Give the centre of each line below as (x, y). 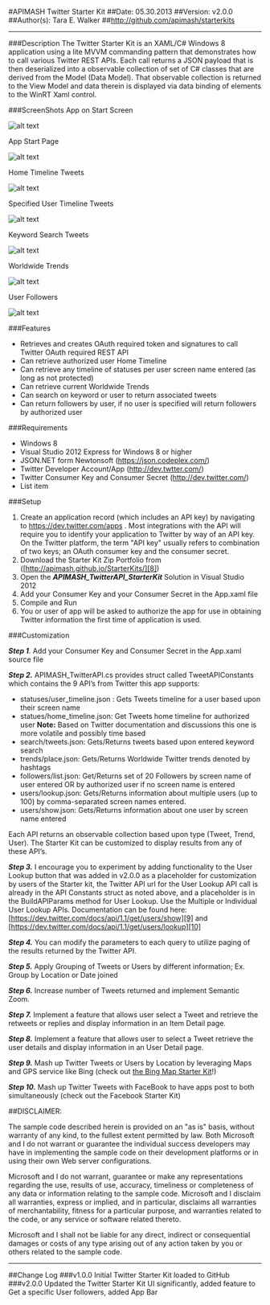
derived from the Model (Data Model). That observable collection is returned (135, 77)
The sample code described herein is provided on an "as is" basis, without (131, 1126)
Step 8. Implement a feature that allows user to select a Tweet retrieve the (131, 1039)
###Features (29, 328)
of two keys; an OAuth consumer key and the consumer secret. (125, 551)
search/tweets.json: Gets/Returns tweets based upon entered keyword (137, 742)
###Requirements (38, 428)
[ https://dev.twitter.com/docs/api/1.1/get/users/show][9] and (108, 918)
